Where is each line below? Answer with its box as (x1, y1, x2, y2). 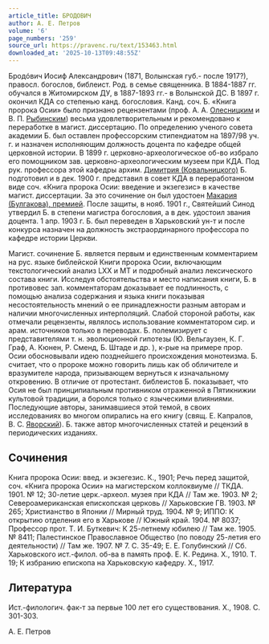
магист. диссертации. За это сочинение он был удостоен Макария (8, 190, 238, 200)
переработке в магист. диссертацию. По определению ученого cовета (8, 122, 253, 132)
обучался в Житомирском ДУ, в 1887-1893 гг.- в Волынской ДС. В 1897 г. (8, 88, 259, 97)
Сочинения (8, 451, 68, 465)
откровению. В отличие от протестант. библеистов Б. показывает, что (8, 377, 249, 386)
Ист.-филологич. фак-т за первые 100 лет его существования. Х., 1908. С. (8, 602, 261, 612)
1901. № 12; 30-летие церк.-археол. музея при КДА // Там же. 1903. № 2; (8, 489, 259, 499)
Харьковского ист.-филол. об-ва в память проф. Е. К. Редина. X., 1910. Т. (8, 549, 257, 559)
